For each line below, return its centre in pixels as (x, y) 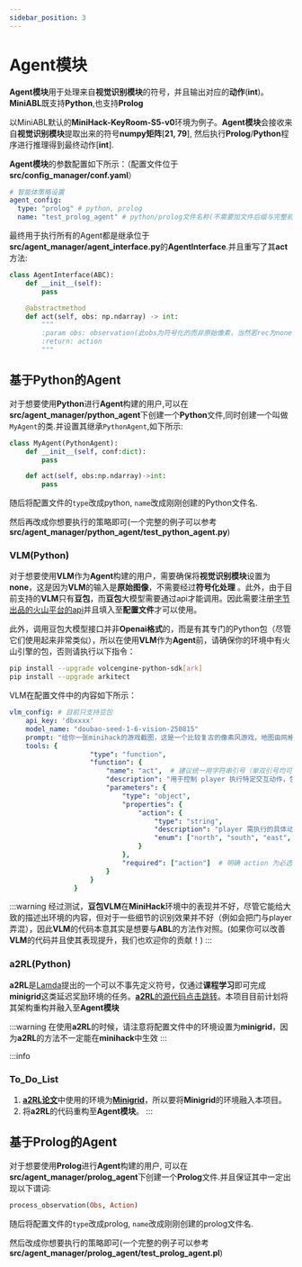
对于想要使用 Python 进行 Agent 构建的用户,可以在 (99, 403)
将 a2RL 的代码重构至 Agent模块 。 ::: (88, 1111)
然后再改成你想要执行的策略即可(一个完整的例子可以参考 (113, 522)
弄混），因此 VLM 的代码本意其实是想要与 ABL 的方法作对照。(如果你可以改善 (147, 929)
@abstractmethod (56, 308)
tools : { (42, 746)
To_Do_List (34, 1079)
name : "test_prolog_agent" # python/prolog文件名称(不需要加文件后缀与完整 (152, 217)
